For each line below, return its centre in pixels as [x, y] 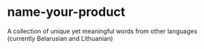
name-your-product [66, 12]
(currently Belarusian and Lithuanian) [60, 38]
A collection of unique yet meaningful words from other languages [102, 31]
